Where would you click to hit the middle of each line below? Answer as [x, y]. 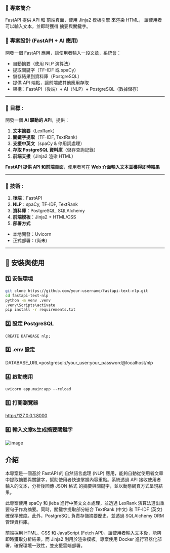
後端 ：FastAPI [27, 198]
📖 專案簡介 [18, 8]
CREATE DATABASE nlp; [28, 336]
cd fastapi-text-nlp [27, 296]
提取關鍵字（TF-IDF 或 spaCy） [46, 70]
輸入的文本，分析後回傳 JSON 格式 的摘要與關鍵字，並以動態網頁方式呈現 [82, 486]
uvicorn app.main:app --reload [38, 389]
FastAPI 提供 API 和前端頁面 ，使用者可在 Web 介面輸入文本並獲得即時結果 [83, 167]
